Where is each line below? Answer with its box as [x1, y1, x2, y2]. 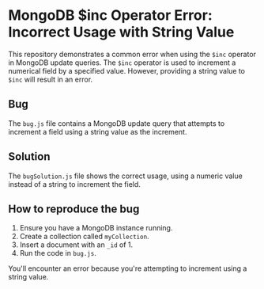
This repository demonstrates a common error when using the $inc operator [8, 49, 257, 59]
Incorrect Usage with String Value [8, 23, 235, 41]
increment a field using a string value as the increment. [8, 127, 187, 136]
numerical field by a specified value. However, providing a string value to [8, 66, 245, 75]
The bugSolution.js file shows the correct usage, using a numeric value [8, 171, 243, 181]
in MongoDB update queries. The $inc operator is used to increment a [8, 58, 236, 67]
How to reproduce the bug [8, 202, 140, 215]
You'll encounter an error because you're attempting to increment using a [8, 264, 247, 273]
